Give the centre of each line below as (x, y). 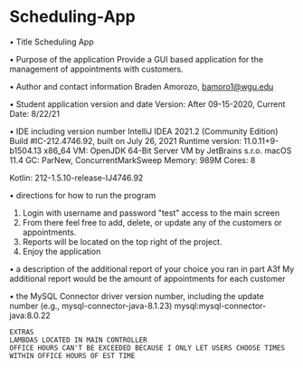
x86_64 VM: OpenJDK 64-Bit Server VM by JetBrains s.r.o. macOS (168, 150)
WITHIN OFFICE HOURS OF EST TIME (72, 355)
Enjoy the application (62, 251)
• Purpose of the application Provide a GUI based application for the (137, 59)
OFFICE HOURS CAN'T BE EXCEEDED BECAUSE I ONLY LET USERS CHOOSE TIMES (147, 348)
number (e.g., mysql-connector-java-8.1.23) (91, 305)
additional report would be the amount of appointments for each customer (147, 278)
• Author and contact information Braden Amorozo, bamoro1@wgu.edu (142, 86)
